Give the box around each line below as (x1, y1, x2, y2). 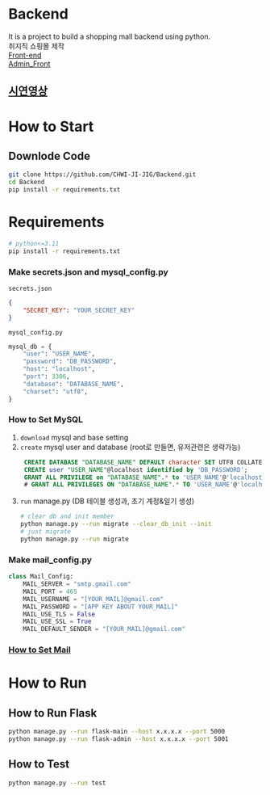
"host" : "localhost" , (23, 365, 95, 373)
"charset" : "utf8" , (23, 387, 89, 396)
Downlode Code (8, 149, 91, 162)
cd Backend (8, 179, 45, 187)
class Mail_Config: (8, 573, 74, 581)
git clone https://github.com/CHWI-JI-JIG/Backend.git (8, 170, 197, 179)
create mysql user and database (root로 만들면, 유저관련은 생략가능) (19, 442, 241, 452)
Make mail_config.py (8, 554, 93, 566)
